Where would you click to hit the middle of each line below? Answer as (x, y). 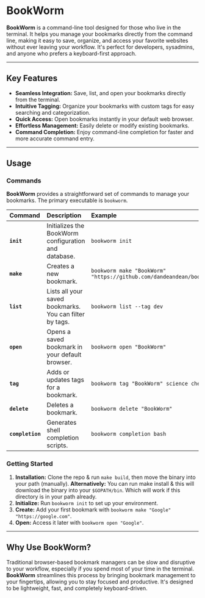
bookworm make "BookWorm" (129, 271)
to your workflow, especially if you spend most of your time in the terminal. (100, 569)
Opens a (59, 332)
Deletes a (60, 405)
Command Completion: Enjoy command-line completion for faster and (104, 132)
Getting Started (30, 464)
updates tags (65, 380)
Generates (62, 423)
